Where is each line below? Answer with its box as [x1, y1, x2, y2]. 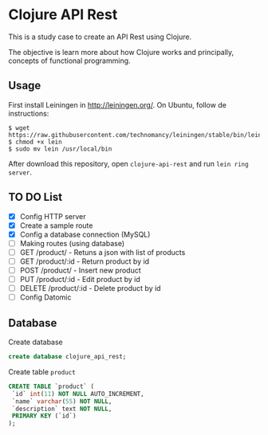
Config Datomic [19, 292, 72, 302]
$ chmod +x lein [8, 138, 62, 146]
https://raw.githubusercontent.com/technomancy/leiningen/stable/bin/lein [8, 131, 262, 139]
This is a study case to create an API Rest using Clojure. [8, 32, 192, 41]
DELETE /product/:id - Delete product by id [19, 284, 161, 293]
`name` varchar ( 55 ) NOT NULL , [11, 397, 112, 406]
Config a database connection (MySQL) [19, 229, 151, 239]
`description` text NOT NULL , [11, 405, 112, 413]
